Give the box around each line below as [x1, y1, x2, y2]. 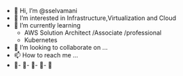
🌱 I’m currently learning [13, 21, 81, 29]
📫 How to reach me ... [13, 51, 78, 59]
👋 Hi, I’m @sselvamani [13, 7, 78, 15]
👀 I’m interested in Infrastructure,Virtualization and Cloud [13, 14, 177, 22]
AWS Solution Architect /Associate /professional [24, 28, 162, 37]
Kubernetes [24, 36, 58, 44]
